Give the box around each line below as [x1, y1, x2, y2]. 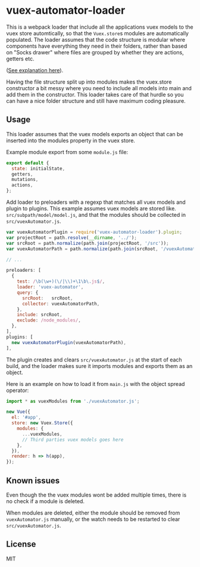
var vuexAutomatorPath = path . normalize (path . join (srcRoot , [6, 246, 159, 252]
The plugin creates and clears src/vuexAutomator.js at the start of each [6, 356, 183, 363]
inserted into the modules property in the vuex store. [6, 137, 136, 144]
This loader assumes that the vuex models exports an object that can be [6, 130, 183, 137]
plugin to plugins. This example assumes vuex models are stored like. [6, 205, 177, 212]
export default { [6, 160, 49, 166]
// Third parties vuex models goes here [21, 437, 124, 443]
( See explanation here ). [6, 66, 64, 73]
